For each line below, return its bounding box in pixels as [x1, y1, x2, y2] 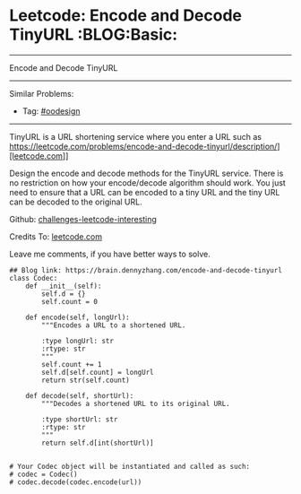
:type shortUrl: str [41, 414, 118, 424]
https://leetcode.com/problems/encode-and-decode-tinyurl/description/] [9, 141, 280, 152]
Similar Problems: [9, 88, 74, 99]
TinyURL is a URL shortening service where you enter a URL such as [9, 131, 262, 142]
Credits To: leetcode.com [9, 230, 103, 242]
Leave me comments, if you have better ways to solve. [9, 248, 211, 259]
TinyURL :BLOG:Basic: [9, 24, 178, 45]
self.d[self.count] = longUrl [41, 368, 154, 377]
